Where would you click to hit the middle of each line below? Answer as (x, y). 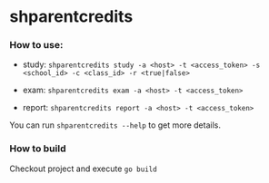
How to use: (36, 45)
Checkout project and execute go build (83, 169)
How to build (38, 149)
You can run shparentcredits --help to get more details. (115, 125)
